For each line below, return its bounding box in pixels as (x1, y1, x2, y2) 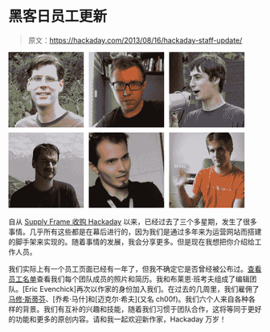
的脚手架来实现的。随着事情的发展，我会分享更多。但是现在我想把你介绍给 (8, 236, 255, 246)
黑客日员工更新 (8, 7, 108, 26)
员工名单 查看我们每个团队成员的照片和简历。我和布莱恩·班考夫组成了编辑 (8, 274, 251, 284)
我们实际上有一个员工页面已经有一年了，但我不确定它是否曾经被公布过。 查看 (8, 264, 262, 273)
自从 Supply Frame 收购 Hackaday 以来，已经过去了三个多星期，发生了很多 (8, 216, 257, 226)
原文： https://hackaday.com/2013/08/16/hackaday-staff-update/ (27, 35, 243, 45)
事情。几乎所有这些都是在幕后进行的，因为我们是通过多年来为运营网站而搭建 (8, 227, 262, 236)
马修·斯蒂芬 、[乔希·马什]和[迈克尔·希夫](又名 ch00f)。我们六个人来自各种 (8, 294, 249, 304)
